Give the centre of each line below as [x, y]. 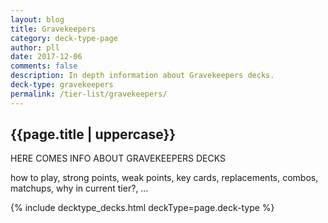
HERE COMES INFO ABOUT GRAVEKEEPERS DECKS [118, 158]
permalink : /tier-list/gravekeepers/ [89, 94]
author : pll [35, 47]
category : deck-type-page [64, 38]
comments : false [44, 66]
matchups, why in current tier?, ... [79, 188]
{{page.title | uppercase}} [93, 134]
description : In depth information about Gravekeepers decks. [142, 76]
